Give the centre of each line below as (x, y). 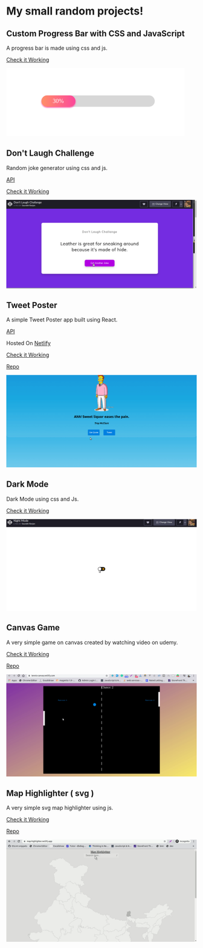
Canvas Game (33, 628)
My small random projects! (75, 11)
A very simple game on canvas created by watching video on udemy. (92, 642)
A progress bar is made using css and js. (57, 48)
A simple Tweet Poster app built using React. (62, 320)
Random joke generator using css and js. (57, 168)
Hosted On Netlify (29, 343)
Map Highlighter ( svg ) (50, 793)
